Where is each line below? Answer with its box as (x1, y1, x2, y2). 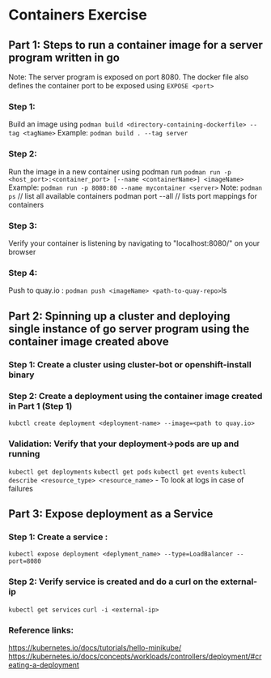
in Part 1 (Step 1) (8, 401, 73, 412)
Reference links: (8, 624, 74, 636)
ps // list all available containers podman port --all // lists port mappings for (8, 191, 257, 200)
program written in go (8, 50, 120, 64)
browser (8, 247, 36, 256)
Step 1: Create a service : (8, 531, 108, 543)
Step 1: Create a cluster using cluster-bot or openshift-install (8, 358, 252, 370)
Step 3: (8, 220, 38, 231)
